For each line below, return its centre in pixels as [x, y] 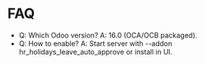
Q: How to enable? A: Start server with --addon [95, 43]
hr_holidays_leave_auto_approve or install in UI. [95, 52]
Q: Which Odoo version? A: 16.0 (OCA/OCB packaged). [108, 35]
